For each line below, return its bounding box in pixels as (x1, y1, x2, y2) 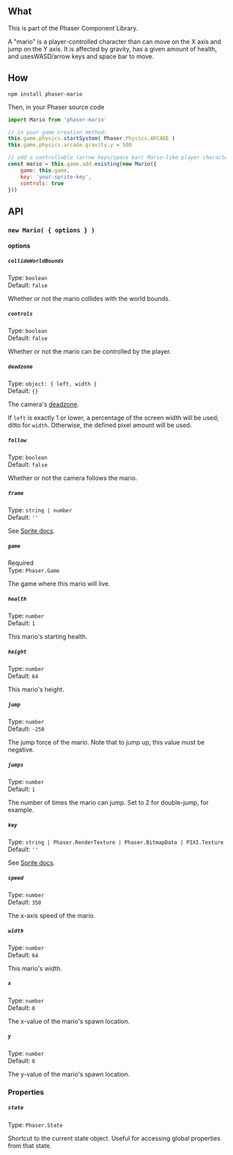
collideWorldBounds (8, 257, 64, 264)
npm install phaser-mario (8, 90, 82, 98)
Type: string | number (8, 506, 73, 514)
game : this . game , (20, 166, 71, 174)
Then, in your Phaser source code (8, 103, 104, 111)
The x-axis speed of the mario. (8, 911, 96, 919)
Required (8, 559, 34, 567)
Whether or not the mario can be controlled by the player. (8, 347, 171, 356)
